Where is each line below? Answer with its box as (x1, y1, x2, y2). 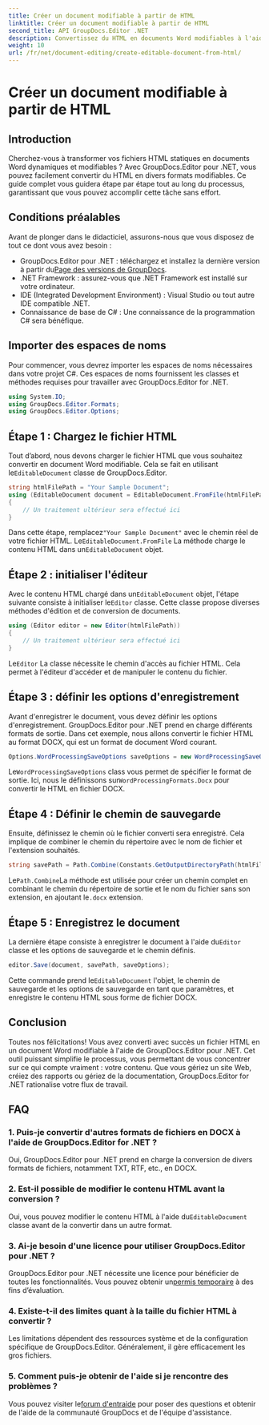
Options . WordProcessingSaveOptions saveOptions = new (8, 752, 192, 761)
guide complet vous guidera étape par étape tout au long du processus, (8, 179, 246, 188)
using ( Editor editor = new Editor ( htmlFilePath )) (8, 622, 181, 630)
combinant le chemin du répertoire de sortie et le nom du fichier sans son (8, 884, 251, 894)
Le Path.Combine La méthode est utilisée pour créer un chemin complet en (8, 876, 248, 885)
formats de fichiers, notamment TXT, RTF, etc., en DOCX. (8, 1163, 198, 1173)
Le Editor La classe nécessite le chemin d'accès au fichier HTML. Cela (8, 658, 241, 668)
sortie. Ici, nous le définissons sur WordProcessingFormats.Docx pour (8, 775, 230, 785)
